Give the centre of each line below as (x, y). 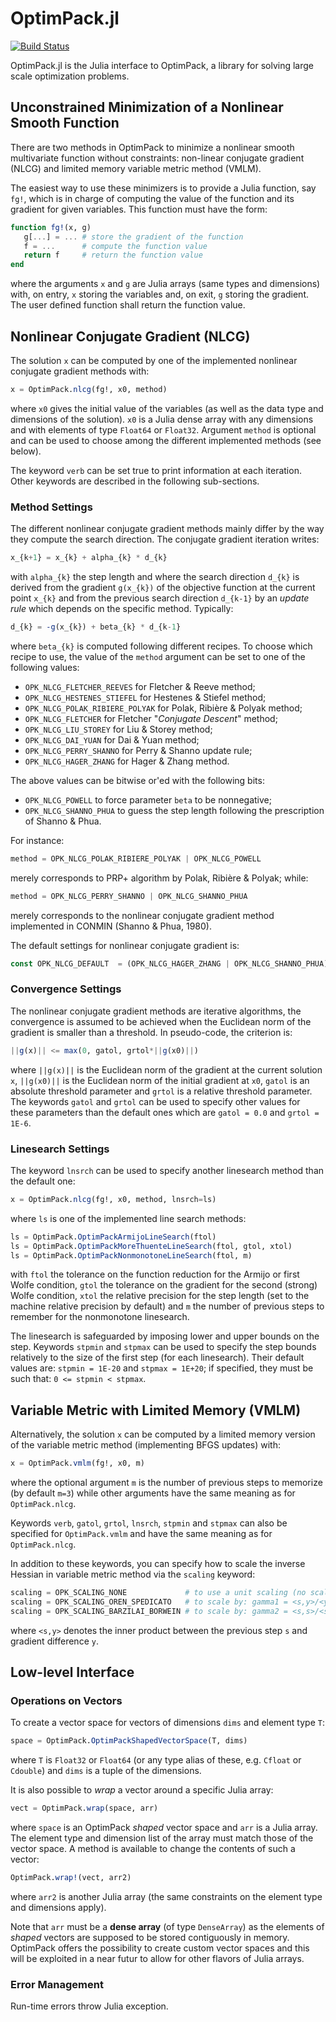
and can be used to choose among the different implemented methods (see (166, 440)
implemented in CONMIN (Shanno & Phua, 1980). (111, 926)
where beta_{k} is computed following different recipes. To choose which (161, 646)
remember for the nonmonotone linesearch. (100, 1317)
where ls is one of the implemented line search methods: (128, 1218)
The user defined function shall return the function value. (128, 305)
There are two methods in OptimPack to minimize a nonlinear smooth (152, 147)
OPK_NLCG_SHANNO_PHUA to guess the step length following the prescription (174, 810)
